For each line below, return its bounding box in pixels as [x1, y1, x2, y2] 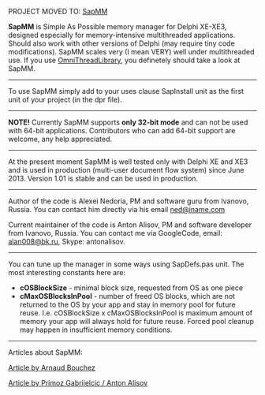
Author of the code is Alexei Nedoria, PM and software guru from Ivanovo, [8, 196, 249, 206]
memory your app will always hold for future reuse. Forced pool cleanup [19, 317, 255, 326]
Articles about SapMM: [8, 348, 83, 357]
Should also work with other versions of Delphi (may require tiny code [8, 39, 235, 48]
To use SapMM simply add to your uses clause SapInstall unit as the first [8, 87, 244, 95]
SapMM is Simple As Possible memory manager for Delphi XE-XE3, [8, 22, 227, 31]
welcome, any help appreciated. [8, 134, 113, 143]
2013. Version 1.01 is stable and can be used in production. [8, 173, 199, 183]
